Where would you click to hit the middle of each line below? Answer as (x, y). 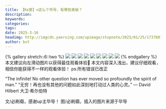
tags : (11, 28)
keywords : (15, 19)
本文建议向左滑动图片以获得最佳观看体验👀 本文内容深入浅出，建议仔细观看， (83, 62)
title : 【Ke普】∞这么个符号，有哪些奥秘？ (44, 10)
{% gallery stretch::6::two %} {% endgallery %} (81, 56)
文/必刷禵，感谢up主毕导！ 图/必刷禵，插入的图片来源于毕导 (66, 101)
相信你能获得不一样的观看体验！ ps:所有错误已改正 (56, 69)
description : (19, 14)
